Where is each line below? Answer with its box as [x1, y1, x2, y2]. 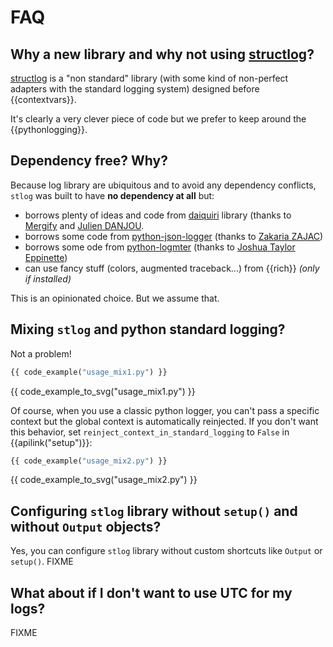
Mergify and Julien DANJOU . [24, 219, 145, 231]
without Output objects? [10, 518, 162, 535]
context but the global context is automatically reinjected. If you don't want [10, 415, 319, 427]
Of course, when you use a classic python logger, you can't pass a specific [10, 404, 320, 416]
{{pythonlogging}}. [10, 124, 88, 135]
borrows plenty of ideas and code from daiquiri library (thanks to [24, 209, 292, 221]
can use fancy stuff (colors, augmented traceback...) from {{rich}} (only [24, 262, 320, 274]
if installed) [24, 272, 72, 285]
